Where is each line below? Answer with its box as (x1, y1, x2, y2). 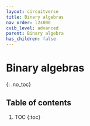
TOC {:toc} (14, 113, 41, 121)
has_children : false (6, 36, 57, 42)
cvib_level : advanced (6, 25, 59, 31)
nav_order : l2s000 (6, 19, 51, 25)
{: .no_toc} (6, 81, 31, 88)
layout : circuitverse (6, 8, 59, 15)
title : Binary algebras (6, 14, 64, 20)
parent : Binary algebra (6, 31, 64, 37)
